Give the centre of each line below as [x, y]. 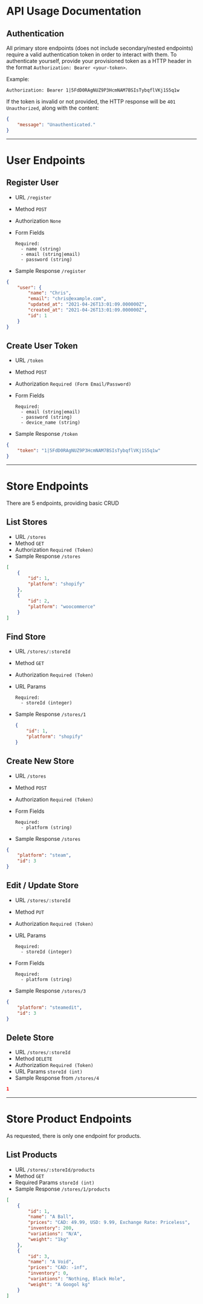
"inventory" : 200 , [51, 1228]
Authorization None [38, 221]
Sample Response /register [50, 270]
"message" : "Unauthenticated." [56, 125]
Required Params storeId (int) [55, 1182]
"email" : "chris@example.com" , [67, 299]
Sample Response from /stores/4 [57, 1078]
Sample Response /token [47, 434]
